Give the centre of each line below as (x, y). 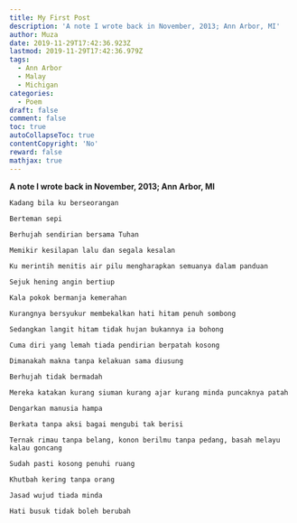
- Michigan (38, 85)
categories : (32, 93)
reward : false (36, 152)
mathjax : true (36, 160)
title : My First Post (50, 18)
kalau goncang (36, 448)
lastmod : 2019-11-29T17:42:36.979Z (76, 51)
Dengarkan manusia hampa (56, 408)
